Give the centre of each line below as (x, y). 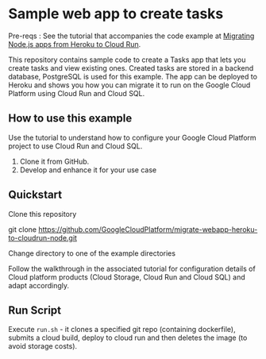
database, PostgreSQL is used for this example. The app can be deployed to (133, 76)
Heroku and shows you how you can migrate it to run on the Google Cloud (129, 85)
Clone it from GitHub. (54, 161)
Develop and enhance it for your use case (88, 170)
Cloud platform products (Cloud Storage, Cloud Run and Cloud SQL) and (127, 277)
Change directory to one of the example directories (92, 253)
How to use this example (70, 119)
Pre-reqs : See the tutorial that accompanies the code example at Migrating (131, 36)
